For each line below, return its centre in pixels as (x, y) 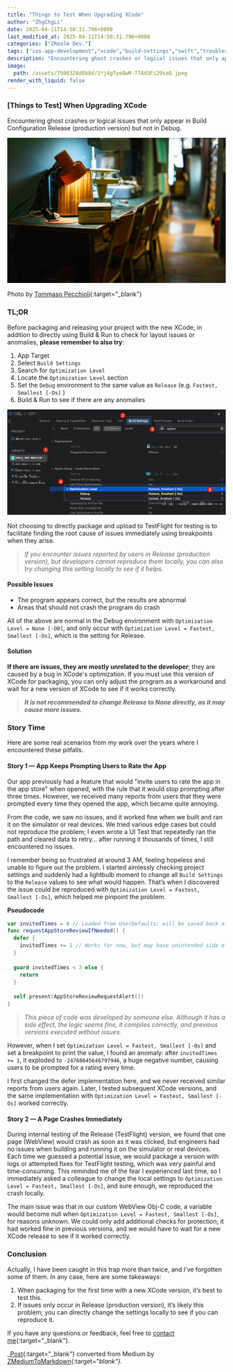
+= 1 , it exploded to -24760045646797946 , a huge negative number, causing (113, 1060)
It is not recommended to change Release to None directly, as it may (124, 702)
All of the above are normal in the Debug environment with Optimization (110, 620)
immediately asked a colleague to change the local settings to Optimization (115, 1179)
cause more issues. (53, 710)
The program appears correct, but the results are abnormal (102, 600)
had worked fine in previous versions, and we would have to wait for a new (114, 1229)
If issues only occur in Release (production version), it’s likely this (111, 1305)
